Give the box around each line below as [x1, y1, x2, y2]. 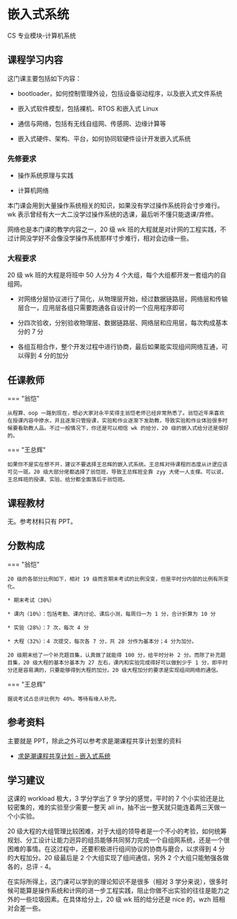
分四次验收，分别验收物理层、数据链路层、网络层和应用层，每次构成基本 [17, 319, 228, 327]
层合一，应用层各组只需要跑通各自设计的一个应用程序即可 [17, 304, 185, 312]
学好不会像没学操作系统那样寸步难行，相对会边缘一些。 [31, 234, 193, 243]
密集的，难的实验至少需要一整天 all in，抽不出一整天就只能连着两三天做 [13, 803, 221, 811]
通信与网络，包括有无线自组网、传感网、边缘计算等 [17, 119, 166, 127]
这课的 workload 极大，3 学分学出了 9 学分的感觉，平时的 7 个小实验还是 [7, 794, 219, 803]
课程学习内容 [7, 54, 63, 66]
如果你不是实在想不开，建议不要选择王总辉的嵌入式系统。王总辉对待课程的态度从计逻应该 [7, 461, 228, 468]
